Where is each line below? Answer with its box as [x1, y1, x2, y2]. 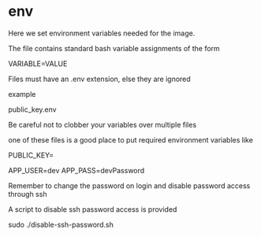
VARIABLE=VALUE [8, 58, 68, 69]
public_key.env [8, 105, 57, 114]
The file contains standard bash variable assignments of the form [8, 43, 221, 53]
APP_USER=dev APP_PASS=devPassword [8, 165, 145, 175]
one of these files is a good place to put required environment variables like [8, 135, 254, 144]
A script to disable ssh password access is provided [8, 204, 177, 214]
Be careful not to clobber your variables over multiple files [8, 120, 197, 129]
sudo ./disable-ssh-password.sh [8, 220, 114, 229]
